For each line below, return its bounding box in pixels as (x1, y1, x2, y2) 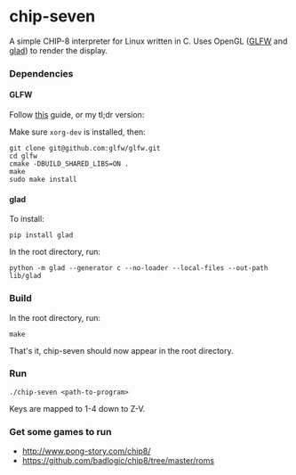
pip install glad (9, 231, 74, 240)
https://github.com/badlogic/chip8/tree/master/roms (21, 455, 215, 466)
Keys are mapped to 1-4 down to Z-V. (9, 403, 146, 414)
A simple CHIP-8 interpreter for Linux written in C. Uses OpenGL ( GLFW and (9, 36, 288, 46)
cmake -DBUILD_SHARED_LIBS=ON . (9, 160, 129, 168)
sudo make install (9, 176, 77, 184)
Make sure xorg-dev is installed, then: (9, 127, 147, 137)
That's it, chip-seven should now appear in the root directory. (9, 345, 234, 356)
